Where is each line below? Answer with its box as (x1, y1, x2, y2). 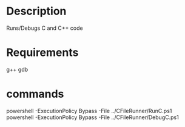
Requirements (6, 46, 79, 60)
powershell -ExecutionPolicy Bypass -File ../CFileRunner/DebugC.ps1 (6, 114, 179, 121)
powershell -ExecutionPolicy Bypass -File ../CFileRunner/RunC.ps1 (6, 107, 172, 114)
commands (6, 87, 64, 101)
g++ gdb (6, 66, 29, 73)
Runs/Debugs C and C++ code (6, 24, 83, 32)
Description (6, 4, 67, 18)
